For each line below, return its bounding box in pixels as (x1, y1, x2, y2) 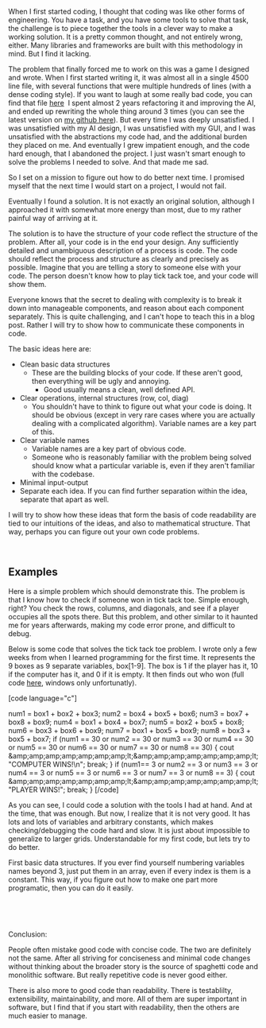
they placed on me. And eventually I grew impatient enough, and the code (8, 141, 250, 149)
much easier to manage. (8, 1011, 87, 1020)
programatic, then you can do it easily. (8, 883, 133, 893)
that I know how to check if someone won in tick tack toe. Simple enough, (8, 595, 250, 604)
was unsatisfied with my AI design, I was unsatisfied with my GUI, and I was (8, 123, 256, 133)
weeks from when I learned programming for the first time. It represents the (8, 652, 256, 662)
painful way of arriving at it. (8, 214, 98, 223)
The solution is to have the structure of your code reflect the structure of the (8, 229, 258, 238)
